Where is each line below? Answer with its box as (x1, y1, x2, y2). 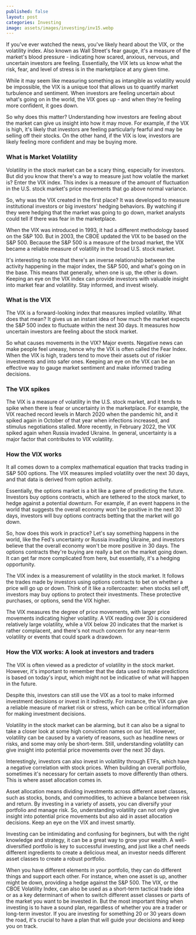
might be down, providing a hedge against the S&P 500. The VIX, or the (6, 879, 178, 886)
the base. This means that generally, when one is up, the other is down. (6, 269, 178, 276)
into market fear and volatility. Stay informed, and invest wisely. (6, 281, 159, 288)
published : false (6, 8, 49, 15)
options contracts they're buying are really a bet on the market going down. (6, 548, 188, 555)
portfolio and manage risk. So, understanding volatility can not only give (6, 806, 180, 813)
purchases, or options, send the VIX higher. (6, 597, 111, 604)
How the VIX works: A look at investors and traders (6, 648, 154, 656)
